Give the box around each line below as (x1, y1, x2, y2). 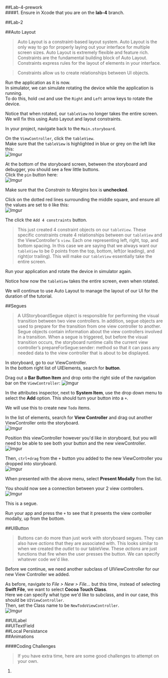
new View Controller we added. (5, 572, 70, 577)
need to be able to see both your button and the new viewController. (5, 440, 146, 446)
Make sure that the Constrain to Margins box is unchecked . (5, 187, 129, 193)
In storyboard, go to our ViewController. (5, 360, 87, 365)
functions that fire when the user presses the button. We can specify (17, 551, 160, 557)
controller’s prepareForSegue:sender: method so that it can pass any (17, 345, 160, 350)
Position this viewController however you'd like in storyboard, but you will (5, 435, 157, 441)
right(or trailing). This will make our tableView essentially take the (17, 253, 152, 259)
